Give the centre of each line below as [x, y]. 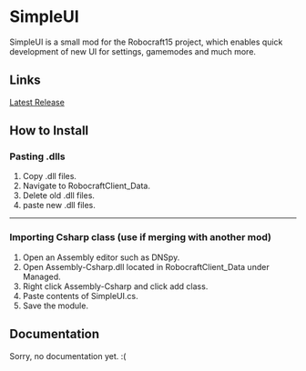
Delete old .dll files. [59, 196]
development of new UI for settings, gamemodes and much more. [133, 51]
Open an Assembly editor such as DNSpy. [101, 257]
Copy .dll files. [50, 176]
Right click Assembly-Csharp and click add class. [115, 286]
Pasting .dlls [37, 156]
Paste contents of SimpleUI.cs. [80, 296]
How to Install [49, 130]
